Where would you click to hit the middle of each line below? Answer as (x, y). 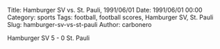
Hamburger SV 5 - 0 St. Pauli (49, 38)
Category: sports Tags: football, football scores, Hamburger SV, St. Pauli (110, 17)
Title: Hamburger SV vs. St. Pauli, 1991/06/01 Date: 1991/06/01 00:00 (105, 10)
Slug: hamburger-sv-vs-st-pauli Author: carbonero (79, 24)
